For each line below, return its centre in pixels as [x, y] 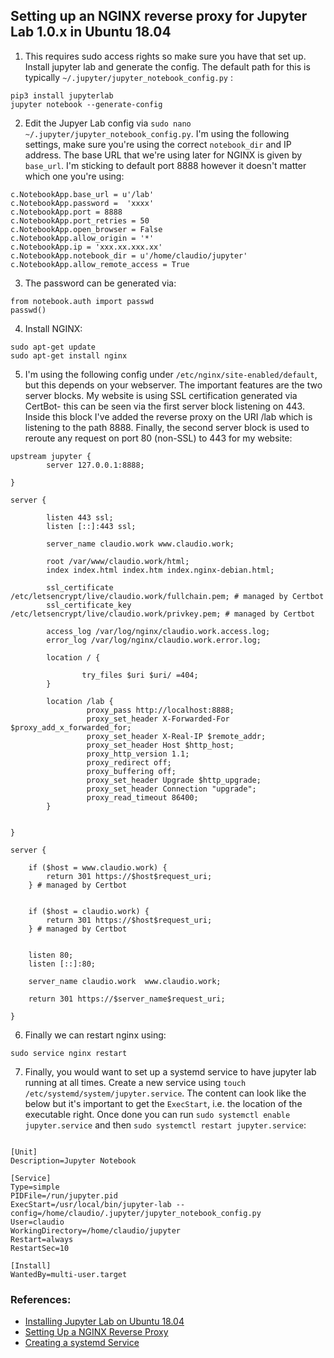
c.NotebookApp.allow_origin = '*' [82, 238]
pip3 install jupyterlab [62, 95]
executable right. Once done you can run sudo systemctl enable [157, 1114]
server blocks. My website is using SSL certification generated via [161, 395]
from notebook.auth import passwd [82, 301]
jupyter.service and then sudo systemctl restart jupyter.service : [165, 1125]
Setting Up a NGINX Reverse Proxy [96, 1332]
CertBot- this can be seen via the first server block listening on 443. [164, 406]
